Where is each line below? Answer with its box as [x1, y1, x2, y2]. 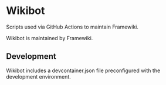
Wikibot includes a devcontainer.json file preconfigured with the [6, 67, 161, 74]
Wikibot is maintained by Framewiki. [6, 34, 93, 41]
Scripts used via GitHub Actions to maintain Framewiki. [6, 23, 139, 30]
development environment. [6, 73, 72, 80]
